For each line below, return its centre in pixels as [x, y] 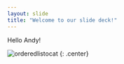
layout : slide [28, 14]
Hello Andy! [24, 40]
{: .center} [74, 54]
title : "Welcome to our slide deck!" [62, 20]
